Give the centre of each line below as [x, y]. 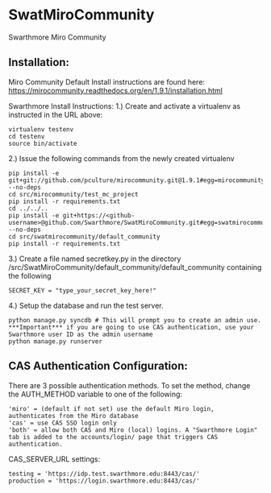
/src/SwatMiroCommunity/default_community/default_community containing [135, 267]
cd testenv [27, 136]
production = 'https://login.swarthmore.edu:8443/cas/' [104, 481]
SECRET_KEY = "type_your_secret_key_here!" [83, 290]
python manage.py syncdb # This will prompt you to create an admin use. [135, 320]
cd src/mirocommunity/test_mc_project [73, 194]
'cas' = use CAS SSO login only [63, 423]
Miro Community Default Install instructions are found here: [107, 81]
